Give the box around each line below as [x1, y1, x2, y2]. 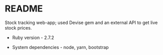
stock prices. [5, 24, 32, 30]
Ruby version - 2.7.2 [12, 34, 54, 40]
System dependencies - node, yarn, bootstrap [12, 44, 109, 50]
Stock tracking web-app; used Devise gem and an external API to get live [5, 19, 158, 25]
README [5, 3, 43, 14]
